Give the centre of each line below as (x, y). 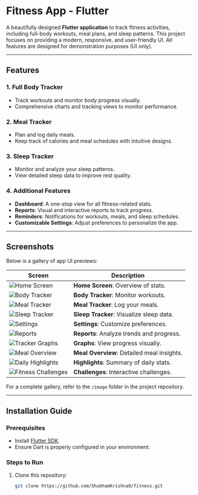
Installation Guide (39, 411)
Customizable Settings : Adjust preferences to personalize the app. (96, 223)
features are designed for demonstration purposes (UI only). (79, 46)
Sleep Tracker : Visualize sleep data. (123, 314)
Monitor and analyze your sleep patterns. (65, 169)
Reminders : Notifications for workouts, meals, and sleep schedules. (97, 216)
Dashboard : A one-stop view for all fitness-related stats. (83, 204)
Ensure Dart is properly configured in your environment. (82, 447)
